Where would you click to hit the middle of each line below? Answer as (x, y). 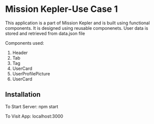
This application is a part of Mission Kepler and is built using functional (77, 23)
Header (20, 53)
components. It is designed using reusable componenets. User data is (77, 28)
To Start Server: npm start (32, 106)
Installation (23, 94)
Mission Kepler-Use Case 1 (62, 9)
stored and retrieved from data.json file (45, 33)
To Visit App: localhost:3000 (34, 116)
